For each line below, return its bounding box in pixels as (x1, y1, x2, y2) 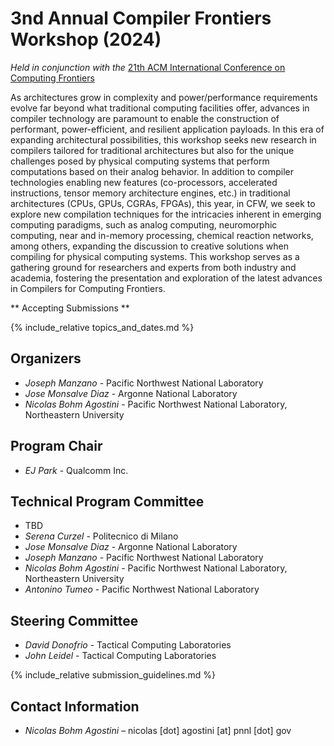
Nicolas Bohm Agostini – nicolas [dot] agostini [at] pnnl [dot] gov (24, 725, 292, 736)
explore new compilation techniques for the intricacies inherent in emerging (10, 208, 322, 220)
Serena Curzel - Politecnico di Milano (24, 530, 179, 542)
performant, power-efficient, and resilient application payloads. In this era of (10, 123, 325, 135)
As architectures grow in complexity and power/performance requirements (10, 91, 318, 103)
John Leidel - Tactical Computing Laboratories (24, 650, 217, 662)
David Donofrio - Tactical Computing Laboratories (24, 639, 232, 651)
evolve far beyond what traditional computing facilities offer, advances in (10, 102, 310, 114)
